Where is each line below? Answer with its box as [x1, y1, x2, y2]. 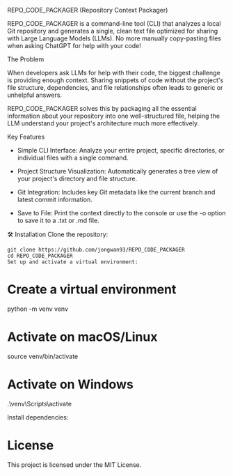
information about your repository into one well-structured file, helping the [7, 112, 220, 120]
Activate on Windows [7, 376, 134, 392]
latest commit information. [17, 195, 93, 204]
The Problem [7, 55, 45, 63]
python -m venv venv [7, 305, 68, 313]
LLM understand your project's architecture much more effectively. [7, 119, 200, 128]
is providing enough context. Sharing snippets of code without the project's [7, 76, 224, 84]
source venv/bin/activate [7, 352, 79, 360]
